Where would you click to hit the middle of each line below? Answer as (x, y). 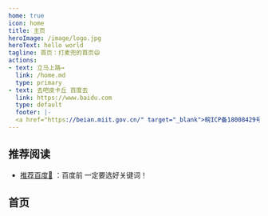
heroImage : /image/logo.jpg (55, 38)
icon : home (26, 23)
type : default (39, 105)
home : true (26, 16)
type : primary (39, 82)
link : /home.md (41, 75)
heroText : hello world (46, 46)
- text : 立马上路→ (37, 68)
